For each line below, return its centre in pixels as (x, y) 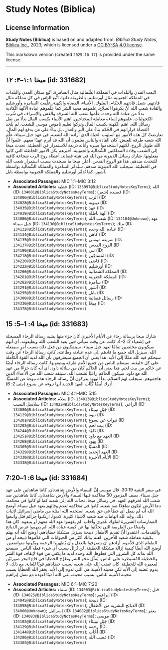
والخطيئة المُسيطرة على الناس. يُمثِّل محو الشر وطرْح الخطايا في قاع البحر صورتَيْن (82, 559)
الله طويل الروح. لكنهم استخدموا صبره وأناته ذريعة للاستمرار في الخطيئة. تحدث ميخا (83, 145)
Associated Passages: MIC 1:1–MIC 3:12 (54, 181)
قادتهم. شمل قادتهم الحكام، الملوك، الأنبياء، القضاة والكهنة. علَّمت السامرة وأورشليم (83, 103)
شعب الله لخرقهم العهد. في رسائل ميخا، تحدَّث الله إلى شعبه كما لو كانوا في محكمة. (83, 500)
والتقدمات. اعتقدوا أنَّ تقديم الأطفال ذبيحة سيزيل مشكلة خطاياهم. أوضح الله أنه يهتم (83, 532)
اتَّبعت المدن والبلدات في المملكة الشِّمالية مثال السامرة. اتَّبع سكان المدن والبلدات (81, 92)
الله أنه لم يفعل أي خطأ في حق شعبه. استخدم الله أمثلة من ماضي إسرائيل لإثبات (80, 511)
